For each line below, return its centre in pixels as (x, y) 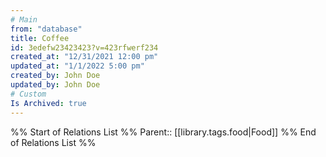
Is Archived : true (48, 103)
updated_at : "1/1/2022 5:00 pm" (77, 66)
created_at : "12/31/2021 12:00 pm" (84, 57)
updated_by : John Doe (55, 85)
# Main (24, 19)
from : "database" (46, 29)
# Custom (28, 94)
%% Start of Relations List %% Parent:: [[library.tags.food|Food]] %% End (163, 132)
